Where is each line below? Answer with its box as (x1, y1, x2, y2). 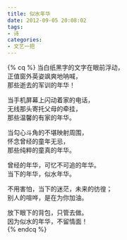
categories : (7, 37, 42, 44)
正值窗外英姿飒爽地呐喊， (7, 72, 82, 80)
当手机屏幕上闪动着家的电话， (7, 96, 94, 104)
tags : (7, 23, 23, 30)
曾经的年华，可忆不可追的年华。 (7, 161, 100, 169)
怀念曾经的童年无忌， (7, 137, 69, 145)
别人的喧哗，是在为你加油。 (7, 194, 88, 201)
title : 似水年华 (7, 10, 51, 18)
